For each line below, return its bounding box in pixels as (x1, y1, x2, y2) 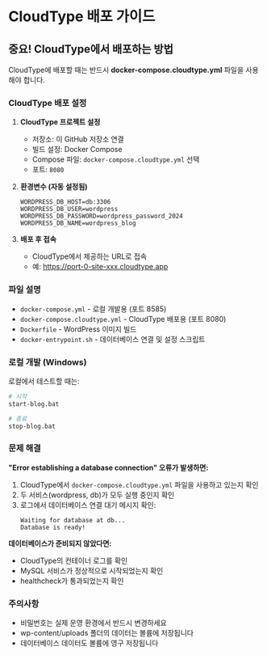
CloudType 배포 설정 (8, 97, 87, 108)
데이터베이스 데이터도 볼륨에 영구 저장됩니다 (19, 638, 159, 648)
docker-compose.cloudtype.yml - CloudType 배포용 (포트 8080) (19, 314, 227, 323)
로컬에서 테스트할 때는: (8, 376, 80, 386)
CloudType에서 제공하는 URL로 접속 (31, 251, 148, 261)
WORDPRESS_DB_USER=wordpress (19, 205, 119, 213)
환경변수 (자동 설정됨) (19, 182, 88, 192)
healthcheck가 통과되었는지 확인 (19, 576, 124, 585)
